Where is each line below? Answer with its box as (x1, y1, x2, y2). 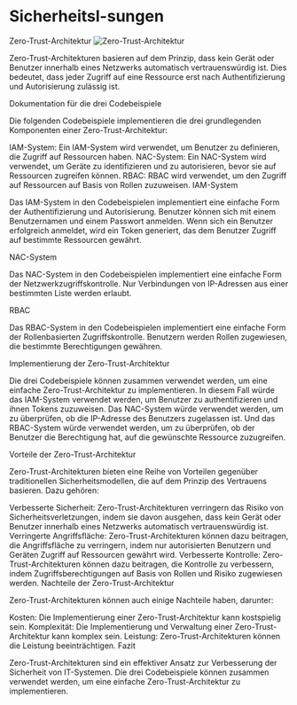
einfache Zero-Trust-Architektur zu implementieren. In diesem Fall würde (9, 384, 275, 396)
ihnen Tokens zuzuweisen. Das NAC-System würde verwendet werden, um (9, 403, 284, 414)
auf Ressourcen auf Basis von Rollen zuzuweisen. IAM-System (9, 179, 238, 190)
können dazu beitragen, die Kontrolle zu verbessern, (82, 559, 275, 569)
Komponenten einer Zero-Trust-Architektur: (9, 124, 168, 135)
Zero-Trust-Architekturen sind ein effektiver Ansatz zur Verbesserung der (9, 657, 277, 668)
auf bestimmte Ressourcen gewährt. (9, 234, 142, 245)
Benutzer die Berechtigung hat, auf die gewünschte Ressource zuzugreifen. (9, 432, 286, 443)
